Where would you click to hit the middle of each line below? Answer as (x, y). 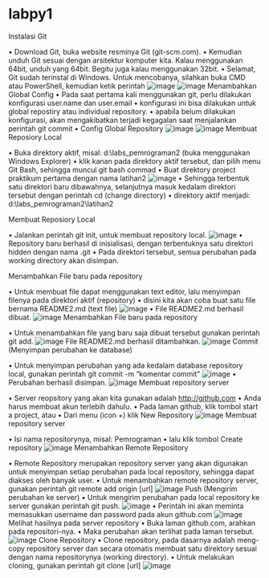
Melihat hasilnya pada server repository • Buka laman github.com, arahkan (132, 523)
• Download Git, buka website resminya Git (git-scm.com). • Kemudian (125, 51)
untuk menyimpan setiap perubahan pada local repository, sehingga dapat (131, 471)
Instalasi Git (28, 36)
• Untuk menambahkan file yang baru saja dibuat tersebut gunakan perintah (134, 332)
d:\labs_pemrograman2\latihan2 (61, 204)
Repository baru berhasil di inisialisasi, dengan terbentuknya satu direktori (131, 243)
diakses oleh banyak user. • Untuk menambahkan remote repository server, (133, 480)
